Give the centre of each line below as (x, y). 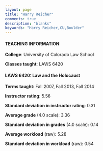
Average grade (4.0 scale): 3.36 (38, 115)
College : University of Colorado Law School (50, 55)
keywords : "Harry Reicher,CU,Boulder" (45, 28)
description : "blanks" (28, 23)
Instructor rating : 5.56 (28, 96)
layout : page (18, 10)
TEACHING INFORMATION (32, 44)
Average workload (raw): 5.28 (36, 134)
